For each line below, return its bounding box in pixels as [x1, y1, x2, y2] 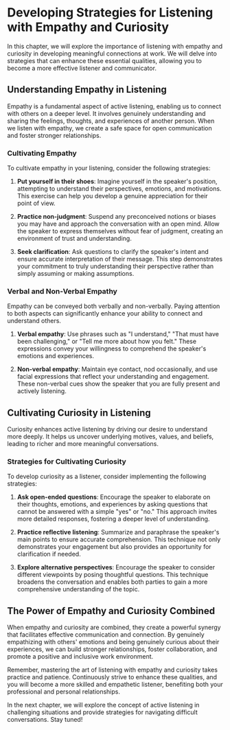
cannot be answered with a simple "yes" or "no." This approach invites [16, 508, 218, 516]
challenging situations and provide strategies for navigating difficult [7, 708, 198, 716]
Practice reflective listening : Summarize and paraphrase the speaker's [16, 528, 220, 537]
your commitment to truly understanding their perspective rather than [16, 262, 214, 270]
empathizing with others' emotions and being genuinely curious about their [7, 638, 220, 646]
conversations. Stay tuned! [7, 716, 83, 724]
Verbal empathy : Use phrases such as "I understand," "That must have [16, 330, 220, 338]
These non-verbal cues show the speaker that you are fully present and [16, 379, 220, 388]
